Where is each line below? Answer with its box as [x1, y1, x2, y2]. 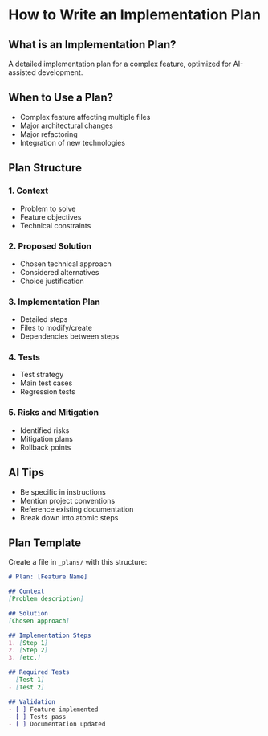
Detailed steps [19, 315, 68, 324]
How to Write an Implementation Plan [8, 6, 261, 24]
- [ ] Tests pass [8, 713, 67, 721]
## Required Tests [8, 668, 70, 676]
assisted [8, 68, 36, 77]
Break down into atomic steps [19, 512, 119, 522]
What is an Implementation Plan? [8, 38, 177, 51]
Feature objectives [19, 212, 82, 222]
